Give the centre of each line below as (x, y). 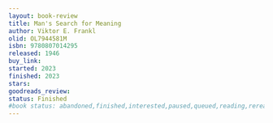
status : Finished (38, 99)
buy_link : (25, 61)
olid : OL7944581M (38, 38)
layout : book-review (43, 16)
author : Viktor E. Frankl (52, 31)
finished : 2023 (34, 76)
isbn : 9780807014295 (43, 46)
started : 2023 (32, 69)
